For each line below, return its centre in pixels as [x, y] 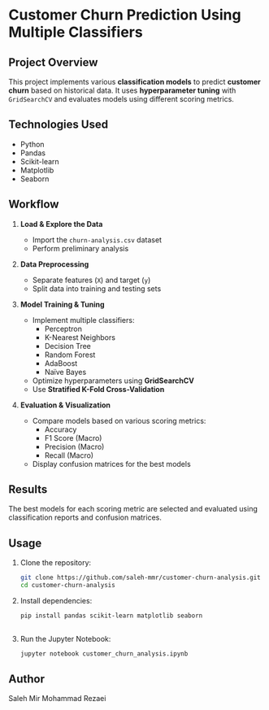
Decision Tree [68, 346]
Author [26, 680]
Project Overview [53, 62]
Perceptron [63, 329]
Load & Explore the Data [61, 224]
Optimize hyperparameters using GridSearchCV [113, 381]
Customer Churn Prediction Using [125, 15]
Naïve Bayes [65, 372]
